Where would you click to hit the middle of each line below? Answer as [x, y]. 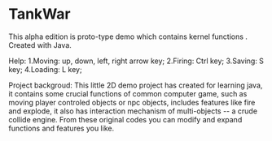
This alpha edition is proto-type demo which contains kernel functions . [128, 36]
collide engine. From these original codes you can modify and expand [125, 119]
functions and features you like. [61, 128]
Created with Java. [40, 45]
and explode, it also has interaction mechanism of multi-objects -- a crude [133, 111]
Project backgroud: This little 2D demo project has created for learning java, [136, 85]
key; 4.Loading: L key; [46, 69]
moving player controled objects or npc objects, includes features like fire [132, 102]
